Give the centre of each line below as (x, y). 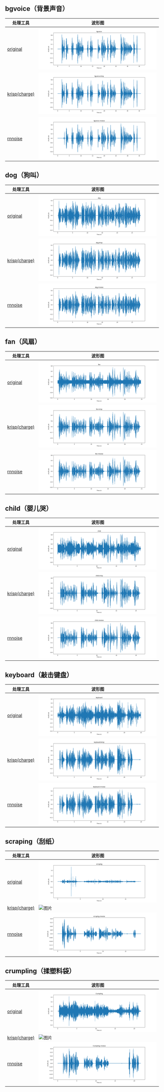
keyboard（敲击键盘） (39, 675)
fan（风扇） (23, 342)
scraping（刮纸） (32, 841)
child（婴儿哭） (29, 508)
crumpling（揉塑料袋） (40, 971)
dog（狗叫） (24, 175)
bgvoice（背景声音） (37, 9)
